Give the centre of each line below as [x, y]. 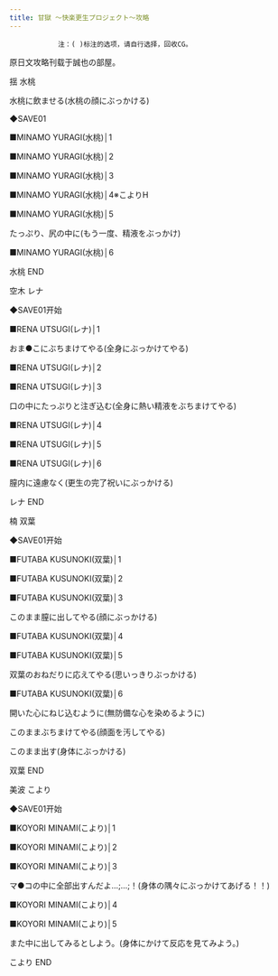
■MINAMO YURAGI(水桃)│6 [62, 252]
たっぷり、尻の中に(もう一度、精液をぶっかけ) [95, 233]
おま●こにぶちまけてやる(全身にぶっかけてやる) [99, 348]
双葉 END [27, 770]
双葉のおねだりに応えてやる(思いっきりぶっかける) [103, 674]
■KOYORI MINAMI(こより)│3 [63, 866]
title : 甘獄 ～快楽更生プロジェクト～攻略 [79, 18]
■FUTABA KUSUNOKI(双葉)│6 [66, 693]
